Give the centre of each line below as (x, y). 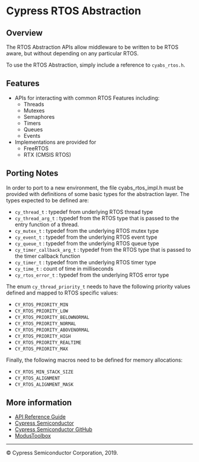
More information (39, 403)
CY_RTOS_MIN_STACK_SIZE (44, 372)
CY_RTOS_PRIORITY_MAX (41, 349)
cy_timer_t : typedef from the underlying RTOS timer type (85, 262)
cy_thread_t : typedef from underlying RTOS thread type (84, 211)
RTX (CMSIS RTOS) (47, 154)
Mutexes (34, 110)
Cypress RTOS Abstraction (74, 11)
